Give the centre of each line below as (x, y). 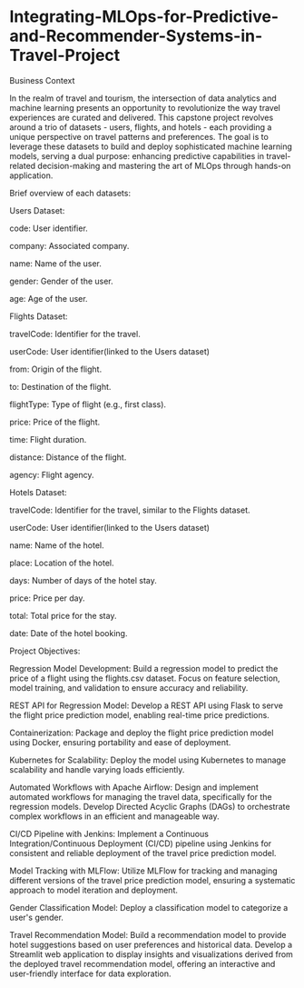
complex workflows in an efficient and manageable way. (114, 816)
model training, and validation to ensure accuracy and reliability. (129, 687)
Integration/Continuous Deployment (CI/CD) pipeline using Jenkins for (141, 843)
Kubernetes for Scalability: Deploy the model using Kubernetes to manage (148, 760)
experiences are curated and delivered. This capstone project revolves (142, 117)
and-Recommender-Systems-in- (136, 36)
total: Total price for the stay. (63, 615)
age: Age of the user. (49, 298)
